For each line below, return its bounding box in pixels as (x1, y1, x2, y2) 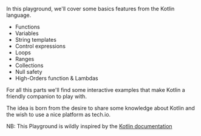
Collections (15, 62, 44, 69)
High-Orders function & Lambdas (15, 75, 98, 82)
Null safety (15, 68, 43, 75)
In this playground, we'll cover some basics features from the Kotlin (6, 5, 175, 12)
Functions (15, 24, 41, 30)
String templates (15, 36, 56, 43)
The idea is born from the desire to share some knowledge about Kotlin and (6, 105, 196, 111)
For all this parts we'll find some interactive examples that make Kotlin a (6, 86, 185, 93)
